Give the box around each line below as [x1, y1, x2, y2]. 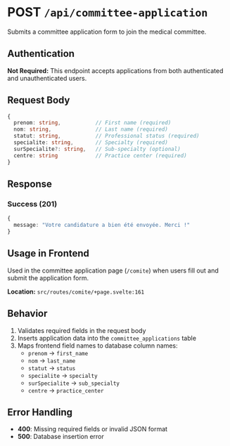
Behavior [7, 308, 48, 320]
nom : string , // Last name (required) [13, 126, 169, 133]
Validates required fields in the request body [17, 326, 146, 334]
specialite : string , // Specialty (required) [13, 139, 169, 146]
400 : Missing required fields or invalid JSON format [17, 425, 167, 433]
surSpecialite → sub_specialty [27, 379, 120, 387]
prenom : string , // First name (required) [13, 119, 172, 126]
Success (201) [7, 199, 58, 209]
